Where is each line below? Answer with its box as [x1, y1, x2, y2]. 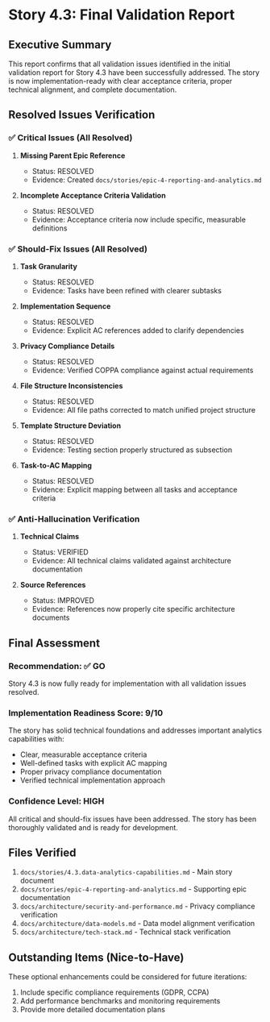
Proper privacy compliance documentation [19, 767, 163, 777]
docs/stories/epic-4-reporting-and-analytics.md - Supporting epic [19, 884, 247, 894]
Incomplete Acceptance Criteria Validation [19, 190, 167, 200]
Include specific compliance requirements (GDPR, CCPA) [19, 987, 210, 997]
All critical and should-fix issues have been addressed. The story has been [8, 814, 256, 824]
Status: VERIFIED [31, 547, 89, 557]
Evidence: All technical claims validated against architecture [31, 556, 231, 566]
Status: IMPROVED [31, 596, 95, 605]
